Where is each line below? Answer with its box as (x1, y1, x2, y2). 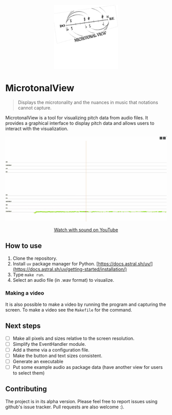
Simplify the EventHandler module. (12, 341, 86, 347)
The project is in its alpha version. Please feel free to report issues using (5, 398, 158, 404)
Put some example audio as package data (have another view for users (12, 364, 163, 370)
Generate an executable (12, 358, 63, 364)
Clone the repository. (12, 255, 57, 261)
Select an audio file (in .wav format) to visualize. (12, 277, 114, 283)
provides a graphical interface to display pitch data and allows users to (5, 120, 155, 126)
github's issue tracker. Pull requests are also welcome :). (5, 404, 124, 410)
